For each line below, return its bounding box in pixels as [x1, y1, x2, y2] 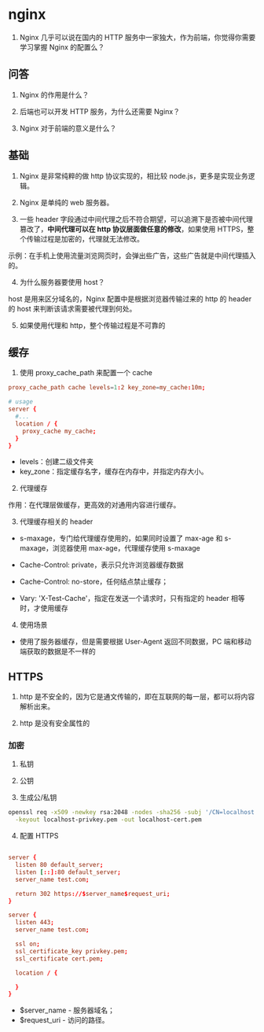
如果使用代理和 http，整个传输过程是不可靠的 [19, 320, 166, 330]
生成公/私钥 [19, 793, 57, 802]
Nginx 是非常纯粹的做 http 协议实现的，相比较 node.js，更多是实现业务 [19, 171, 249, 180]
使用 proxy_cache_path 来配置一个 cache [19, 368, 153, 378]
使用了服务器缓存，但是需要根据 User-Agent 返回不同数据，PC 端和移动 [19, 637, 251, 647]
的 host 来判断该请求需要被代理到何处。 [8, 304, 137, 313]
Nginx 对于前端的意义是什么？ [19, 123, 117, 133]
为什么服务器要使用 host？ [19, 277, 105, 286]
